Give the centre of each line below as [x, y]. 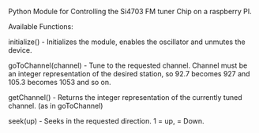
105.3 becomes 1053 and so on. [60, 82]
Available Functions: [41, 26]
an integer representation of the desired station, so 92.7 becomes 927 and [129, 74]
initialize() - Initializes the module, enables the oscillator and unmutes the [127, 42]
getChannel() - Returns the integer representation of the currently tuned [125, 97]
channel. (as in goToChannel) [56, 106]
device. [20, 50]
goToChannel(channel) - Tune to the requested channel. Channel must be [128, 65]
